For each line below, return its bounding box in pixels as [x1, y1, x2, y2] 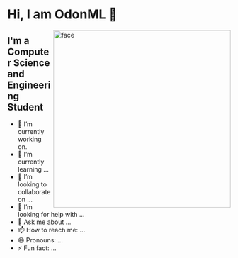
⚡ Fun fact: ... [17, 244, 57, 252]
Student [7, 101, 44, 113]
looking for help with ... [17, 211, 85, 218]
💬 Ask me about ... [17, 218, 72, 226]
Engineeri [7, 79, 51, 91]
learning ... [17, 165, 50, 173]
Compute [7, 45, 50, 57]
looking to [17, 180, 47, 189]
